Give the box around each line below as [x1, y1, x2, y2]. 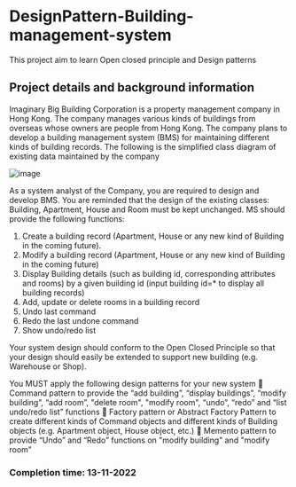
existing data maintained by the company [9, 151, 160, 161]
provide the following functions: [9, 213, 126, 224]
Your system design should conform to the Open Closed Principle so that [9, 342, 276, 352]
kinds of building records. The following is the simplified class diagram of [9, 141, 277, 152]
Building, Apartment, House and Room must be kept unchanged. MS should [9, 204, 285, 215]
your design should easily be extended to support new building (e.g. [9, 351, 259, 362]
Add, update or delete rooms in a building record [21, 296, 200, 307]
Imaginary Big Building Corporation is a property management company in [9, 104, 281, 114]
